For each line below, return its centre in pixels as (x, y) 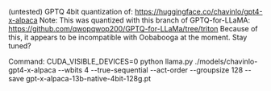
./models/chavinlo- (226, 61)
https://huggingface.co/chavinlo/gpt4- (198, 12)
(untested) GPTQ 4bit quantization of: (71, 12)
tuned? (20, 46)
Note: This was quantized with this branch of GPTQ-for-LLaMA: (145, 20)
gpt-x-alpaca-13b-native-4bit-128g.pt (88, 79)
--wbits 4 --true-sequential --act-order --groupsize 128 (150, 70)
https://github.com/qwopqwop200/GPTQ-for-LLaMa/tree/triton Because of (133, 29)
